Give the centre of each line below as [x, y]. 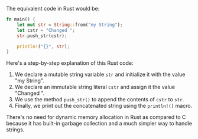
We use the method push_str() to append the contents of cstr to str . [99, 100]
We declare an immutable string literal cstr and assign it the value [95, 87]
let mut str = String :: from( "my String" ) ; [70, 25]
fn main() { [21, 19]
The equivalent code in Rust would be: [53, 9]
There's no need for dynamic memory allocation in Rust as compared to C [96, 117]
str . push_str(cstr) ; [42, 36]
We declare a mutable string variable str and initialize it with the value [100, 75]
